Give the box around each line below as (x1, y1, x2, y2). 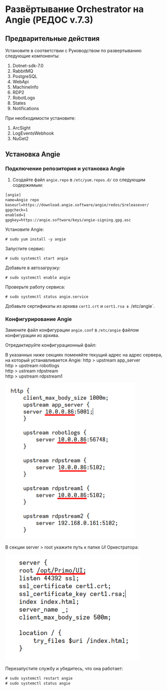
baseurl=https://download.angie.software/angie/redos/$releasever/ (5, 202, 149, 207)
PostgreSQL (12, 73, 38, 79)
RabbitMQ (12, 68, 34, 74)
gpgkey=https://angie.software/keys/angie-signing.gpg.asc (5, 217, 131, 222)
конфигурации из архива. (5, 332, 60, 338)
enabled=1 (5, 212, 26, 217)
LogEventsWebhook (12, 130, 54, 136)
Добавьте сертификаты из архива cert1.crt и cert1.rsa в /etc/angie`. (5, 303, 155, 309)
